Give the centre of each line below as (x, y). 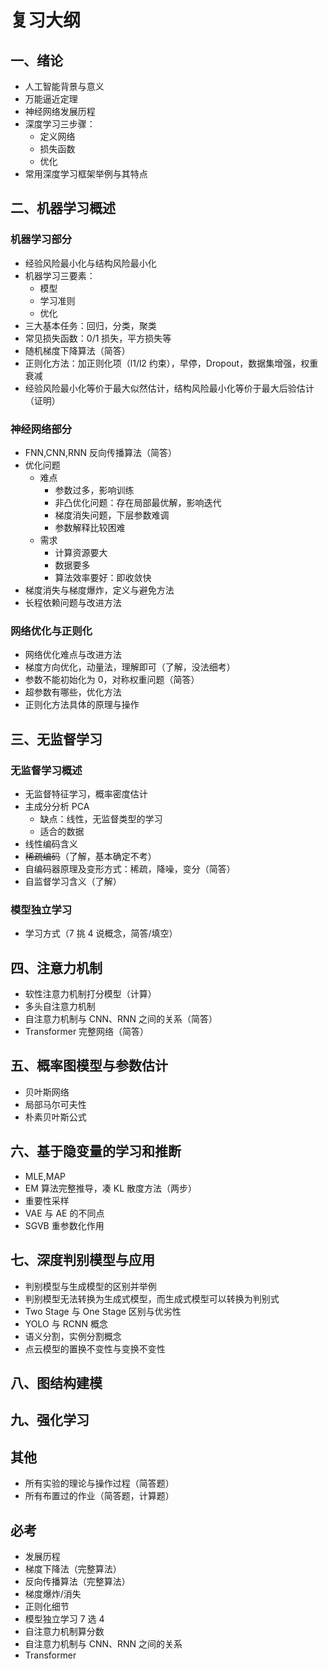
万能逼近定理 (51, 99)
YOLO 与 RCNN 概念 (66, 1323)
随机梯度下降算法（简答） (77, 350)
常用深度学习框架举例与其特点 (86, 174)
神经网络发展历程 (60, 111)
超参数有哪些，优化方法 (73, 692)
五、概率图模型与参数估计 (89, 1066)
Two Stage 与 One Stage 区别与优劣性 (103, 1311)
